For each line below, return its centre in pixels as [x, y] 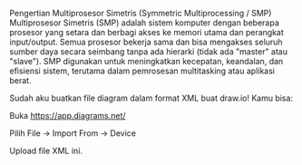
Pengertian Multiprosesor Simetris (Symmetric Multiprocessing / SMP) [141, 13]
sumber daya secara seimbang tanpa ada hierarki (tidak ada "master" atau [149, 52]
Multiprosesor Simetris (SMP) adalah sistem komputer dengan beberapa [144, 23]
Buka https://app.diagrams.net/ [68, 116]
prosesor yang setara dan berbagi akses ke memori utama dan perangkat [146, 32]
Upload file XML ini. [46, 150]
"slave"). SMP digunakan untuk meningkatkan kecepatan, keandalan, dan [146, 61]
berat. [20, 80]
